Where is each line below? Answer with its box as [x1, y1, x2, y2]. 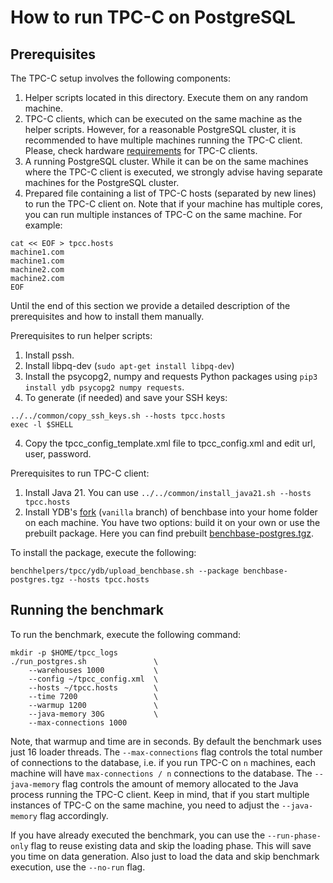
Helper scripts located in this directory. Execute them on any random [24, 92, 308, 103]
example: [24, 219, 63, 231]
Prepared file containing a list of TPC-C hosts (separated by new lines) [24, 187, 317, 199]
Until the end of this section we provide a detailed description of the [10, 300, 291, 311]
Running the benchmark [10, 602, 164, 619]
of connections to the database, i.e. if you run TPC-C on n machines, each [10, 756, 316, 768]
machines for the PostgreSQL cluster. [24, 177, 180, 188]
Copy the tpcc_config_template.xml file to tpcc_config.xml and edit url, [24, 437, 316, 449]
